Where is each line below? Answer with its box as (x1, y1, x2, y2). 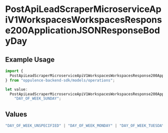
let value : (5, 86, 28, 92)
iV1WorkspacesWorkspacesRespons (5, 14, 162, 25)
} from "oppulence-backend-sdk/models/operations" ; (5, 77, 115, 83)
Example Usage (5, 55, 55, 63)
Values (5, 110, 27, 118)
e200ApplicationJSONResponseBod (5, 25, 160, 36)
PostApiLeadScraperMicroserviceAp (5, 3, 161, 15)
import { (5, 68, 23, 73)
